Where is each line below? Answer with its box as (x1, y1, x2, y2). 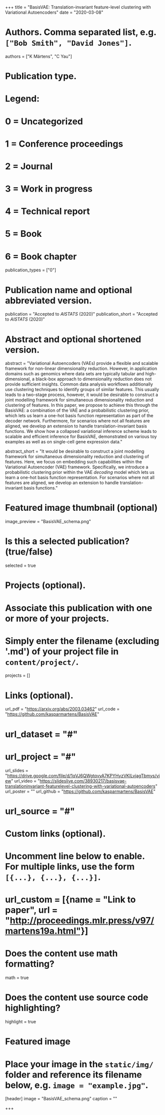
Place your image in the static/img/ (5, 1058, 154, 1070)
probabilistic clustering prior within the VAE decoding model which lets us (5, 469, 155, 475)
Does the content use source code (5, 992, 149, 1003)
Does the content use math (5, 948, 118, 959)
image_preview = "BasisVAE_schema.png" (5, 519, 91, 525)
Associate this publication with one (5, 602, 153, 614)
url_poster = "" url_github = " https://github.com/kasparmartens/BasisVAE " (5, 788, 156, 794)
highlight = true (5, 1019, 36, 1025)
